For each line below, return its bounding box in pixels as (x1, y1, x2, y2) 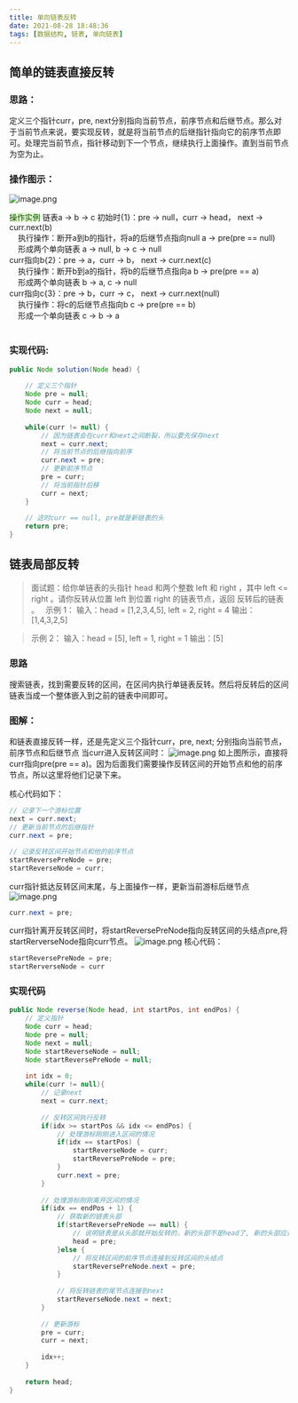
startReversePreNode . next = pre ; (72, 1262, 197, 1271)
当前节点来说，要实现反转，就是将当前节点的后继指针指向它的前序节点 (16, 126, 273, 138)
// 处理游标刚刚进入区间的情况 (56, 1129, 155, 1138)
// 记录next (41, 1088, 82, 1097)
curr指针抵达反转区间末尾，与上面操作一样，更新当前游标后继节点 (9, 881, 250, 891)
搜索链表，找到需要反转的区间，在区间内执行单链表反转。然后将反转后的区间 (9, 679, 289, 690)
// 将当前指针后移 (41, 481, 99, 490)
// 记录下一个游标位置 (9, 806, 82, 816)
